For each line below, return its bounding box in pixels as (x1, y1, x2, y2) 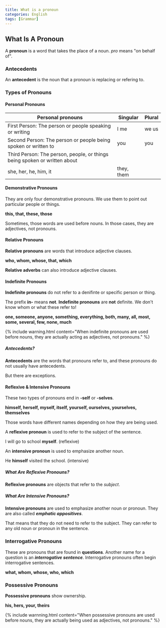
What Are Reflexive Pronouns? (5, 469, 70, 475)
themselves (5, 410, 30, 416)
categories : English (5, 12, 48, 17)
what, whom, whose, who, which (5, 569, 74, 575)
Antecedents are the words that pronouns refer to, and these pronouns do (5, 358, 157, 364)
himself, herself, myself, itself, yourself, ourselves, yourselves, (5, 404, 137, 411)
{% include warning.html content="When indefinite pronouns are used (5, 329, 148, 335)
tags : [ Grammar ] (5, 16, 39, 21)
